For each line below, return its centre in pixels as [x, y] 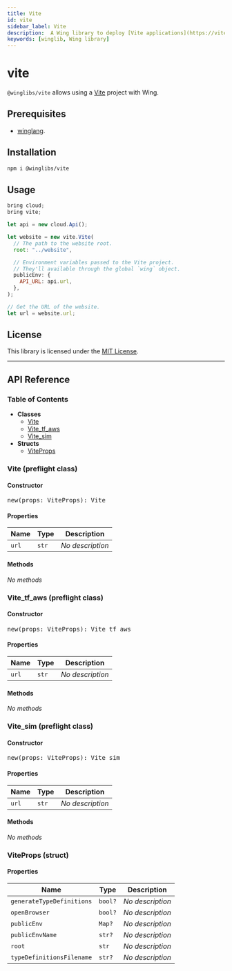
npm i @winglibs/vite [38, 168]
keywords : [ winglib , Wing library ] [58, 39]
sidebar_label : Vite [37, 26]
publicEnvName [34, 935]
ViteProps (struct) [38, 855]
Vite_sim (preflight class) [50, 727]
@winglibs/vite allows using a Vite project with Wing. [83, 92]
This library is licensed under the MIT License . [73, 351]
